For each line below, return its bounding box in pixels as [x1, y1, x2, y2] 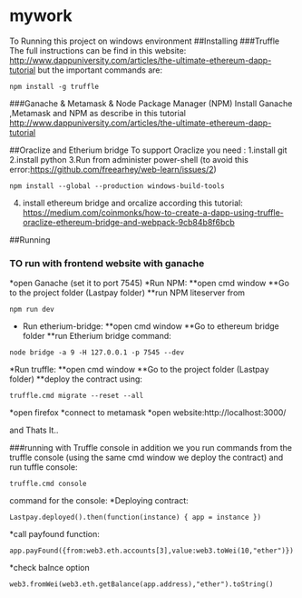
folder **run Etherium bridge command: [22, 331, 172, 342]
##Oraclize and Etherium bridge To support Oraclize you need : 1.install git [9, 145, 287, 155]
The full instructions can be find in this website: [9, 45, 187, 55]
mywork [9, 5, 73, 26]
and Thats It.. [9, 424, 59, 436]
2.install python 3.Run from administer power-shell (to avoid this [9, 154, 249, 164]
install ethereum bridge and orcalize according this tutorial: [22, 197, 243, 208]
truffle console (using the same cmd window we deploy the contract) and [9, 452, 284, 463]
